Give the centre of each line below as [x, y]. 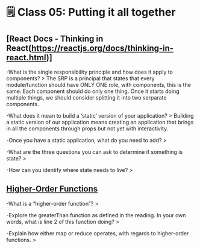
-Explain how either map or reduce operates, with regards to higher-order [98, 233]
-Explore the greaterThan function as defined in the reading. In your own [96, 215]
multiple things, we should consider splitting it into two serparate [86, 97]
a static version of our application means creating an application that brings [100, 122]
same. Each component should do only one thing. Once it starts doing [93, 91]
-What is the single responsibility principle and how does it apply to [90, 72]
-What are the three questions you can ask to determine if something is [95, 152]
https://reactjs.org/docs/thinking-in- [102, 48]
